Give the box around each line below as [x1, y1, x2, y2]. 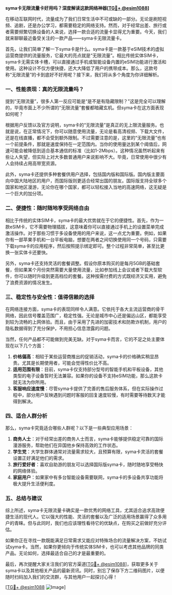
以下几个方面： [14, 342, 46, 348]
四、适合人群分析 [5, 412, 48, 419]
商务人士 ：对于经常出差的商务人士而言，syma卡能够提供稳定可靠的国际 [12, 436, 164, 442]
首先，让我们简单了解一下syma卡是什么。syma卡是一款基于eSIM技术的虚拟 [5, 46, 165, 52]
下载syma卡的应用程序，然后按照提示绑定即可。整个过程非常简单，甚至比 [5, 243, 160, 249]
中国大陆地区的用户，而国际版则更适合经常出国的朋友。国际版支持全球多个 [9, 178, 167, 184]
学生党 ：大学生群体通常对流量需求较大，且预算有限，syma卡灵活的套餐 [12, 448, 164, 455]
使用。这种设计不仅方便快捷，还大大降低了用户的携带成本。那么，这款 [5, 65, 154, 71]
